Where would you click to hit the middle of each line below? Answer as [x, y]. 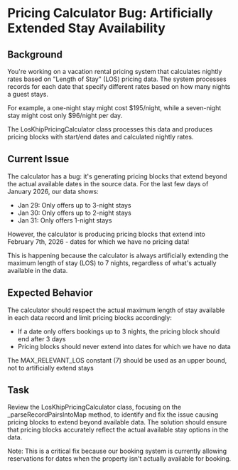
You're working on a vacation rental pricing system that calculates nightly [115, 71]
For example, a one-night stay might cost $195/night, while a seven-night [114, 108]
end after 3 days [42, 338]
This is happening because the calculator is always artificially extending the [118, 255]
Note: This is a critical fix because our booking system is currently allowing [117, 451]
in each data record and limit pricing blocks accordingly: [90, 317]
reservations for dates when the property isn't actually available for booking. [119, 459]
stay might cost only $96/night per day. [65, 116]
